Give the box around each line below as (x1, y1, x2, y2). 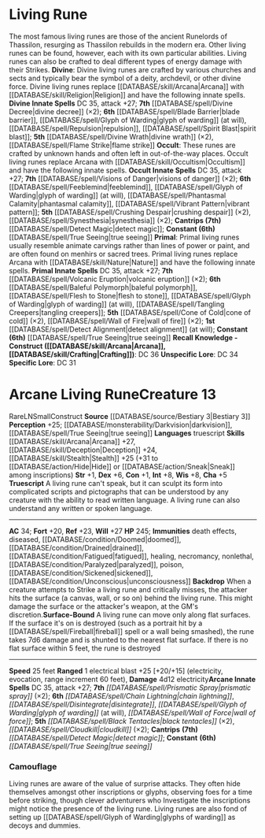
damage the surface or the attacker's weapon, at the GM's (9, 601, 199, 611)
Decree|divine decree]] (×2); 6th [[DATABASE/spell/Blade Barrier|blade (9, 106, 241, 116)
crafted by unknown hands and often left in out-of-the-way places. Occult (9, 148, 248, 158)
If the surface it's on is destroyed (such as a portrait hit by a (9, 618, 203, 628)
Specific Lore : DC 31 (9, 358, 77, 367)
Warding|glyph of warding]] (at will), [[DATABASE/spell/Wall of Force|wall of (9, 707, 256, 717)
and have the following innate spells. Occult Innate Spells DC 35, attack (9, 165, 242, 175)
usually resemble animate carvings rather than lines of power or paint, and (9, 240, 250, 250)
